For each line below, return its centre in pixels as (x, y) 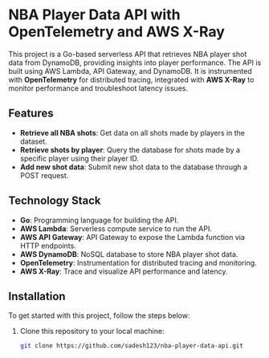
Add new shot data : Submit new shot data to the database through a (133, 167)
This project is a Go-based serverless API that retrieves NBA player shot (128, 54)
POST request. (44, 175)
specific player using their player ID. (79, 158)
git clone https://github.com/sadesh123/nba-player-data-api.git (131, 346)
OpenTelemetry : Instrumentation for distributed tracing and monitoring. (138, 262)
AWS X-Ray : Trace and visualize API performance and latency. (124, 271)
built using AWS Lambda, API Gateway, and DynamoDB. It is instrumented (130, 71)
